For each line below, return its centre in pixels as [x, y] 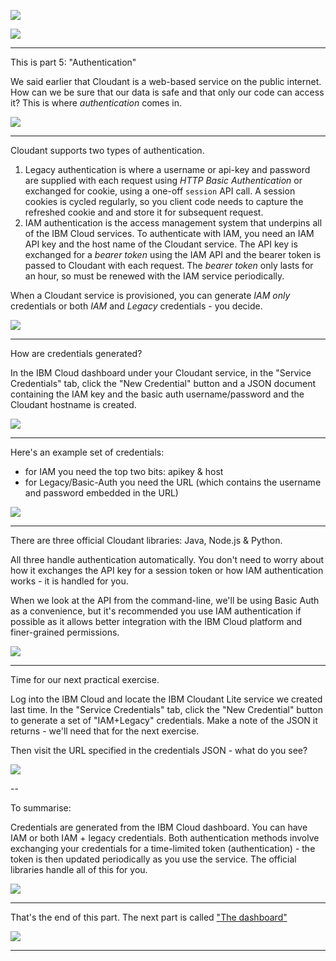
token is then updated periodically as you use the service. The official [153, 859]
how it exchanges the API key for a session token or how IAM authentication [167, 570]
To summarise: [41, 808]
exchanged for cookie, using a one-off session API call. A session [160, 191]
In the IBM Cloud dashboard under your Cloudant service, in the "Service [161, 373]
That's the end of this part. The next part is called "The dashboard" [149, 917]
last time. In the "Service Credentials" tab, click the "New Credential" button [166, 709]
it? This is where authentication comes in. [96, 103]
